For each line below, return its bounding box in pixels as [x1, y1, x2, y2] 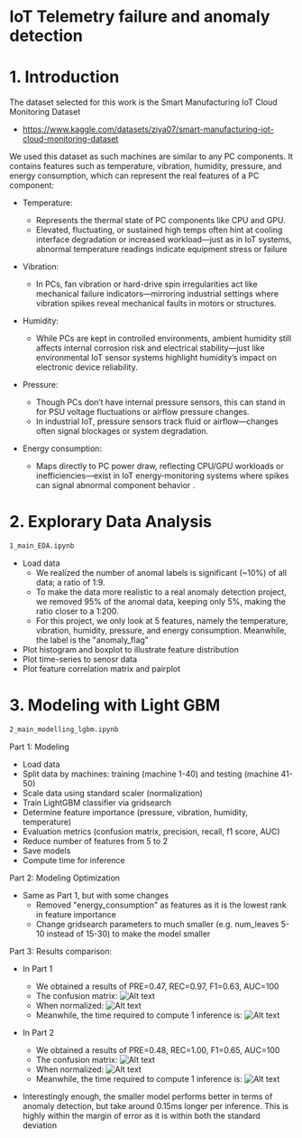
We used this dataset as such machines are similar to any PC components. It [9, 151, 293, 162]
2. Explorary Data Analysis [9, 512, 213, 532]
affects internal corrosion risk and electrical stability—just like [35, 343, 265, 353]
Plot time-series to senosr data [22, 654, 138, 664]
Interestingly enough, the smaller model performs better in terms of [22, 1091, 273, 1102]
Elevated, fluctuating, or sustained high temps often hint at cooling [35, 224, 283, 236]
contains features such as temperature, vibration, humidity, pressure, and [9, 161, 282, 172]
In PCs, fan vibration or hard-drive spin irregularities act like [35, 278, 259, 290]
